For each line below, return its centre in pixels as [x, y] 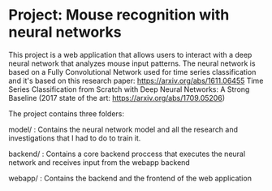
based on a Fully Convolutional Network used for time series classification [132, 72]
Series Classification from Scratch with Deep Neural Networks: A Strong [129, 89]
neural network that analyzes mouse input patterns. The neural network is [132, 63]
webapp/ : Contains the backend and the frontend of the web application [130, 178]
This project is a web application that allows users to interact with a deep [130, 54]
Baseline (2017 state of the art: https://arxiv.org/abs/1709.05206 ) [117, 98]
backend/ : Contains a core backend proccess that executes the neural [127, 154]
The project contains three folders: [66, 113]
